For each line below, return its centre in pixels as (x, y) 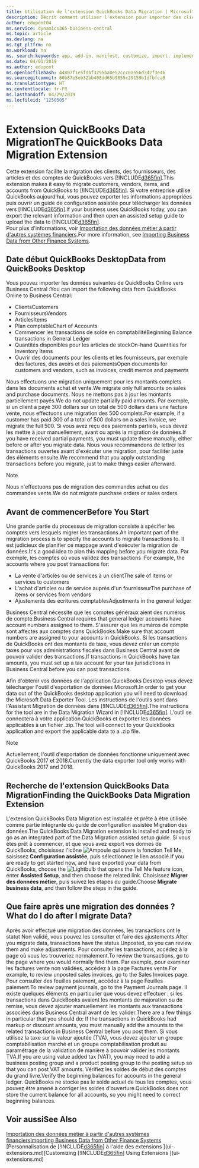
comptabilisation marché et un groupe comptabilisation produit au (86, 1044)
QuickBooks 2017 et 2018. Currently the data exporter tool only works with (96, 761)
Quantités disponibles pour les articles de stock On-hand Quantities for (101, 345)
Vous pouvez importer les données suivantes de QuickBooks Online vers (95, 283)
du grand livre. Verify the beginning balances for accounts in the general (94, 1075)
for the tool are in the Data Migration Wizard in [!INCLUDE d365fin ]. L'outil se (99, 712)
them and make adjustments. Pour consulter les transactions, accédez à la (97, 949)
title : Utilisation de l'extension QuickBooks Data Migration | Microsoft (100, 12)
